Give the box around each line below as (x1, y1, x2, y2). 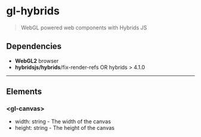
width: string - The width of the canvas (14, 118, 111, 125)
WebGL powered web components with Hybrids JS (20, 24, 147, 31)
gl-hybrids (6, 4, 60, 18)
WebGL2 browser (14, 57, 59, 64)
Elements (6, 87, 42, 97)
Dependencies (6, 41, 62, 51)
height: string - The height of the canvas (14, 124, 115, 132)
